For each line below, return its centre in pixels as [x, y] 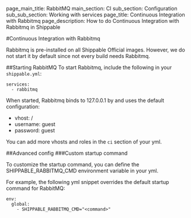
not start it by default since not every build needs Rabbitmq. [78, 56]
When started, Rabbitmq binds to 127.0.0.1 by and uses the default [85, 100]
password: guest [35, 130]
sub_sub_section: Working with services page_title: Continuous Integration [95, 15]
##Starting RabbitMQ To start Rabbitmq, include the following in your [89, 67]
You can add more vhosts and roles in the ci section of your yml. [84, 142]
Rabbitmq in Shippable [33, 27]
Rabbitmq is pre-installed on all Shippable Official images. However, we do [95, 50]
